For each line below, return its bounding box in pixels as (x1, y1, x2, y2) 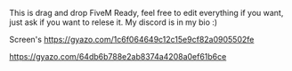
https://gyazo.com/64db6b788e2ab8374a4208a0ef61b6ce (9, 51, 227, 61)
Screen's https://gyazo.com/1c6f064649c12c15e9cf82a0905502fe (9, 35, 255, 44)
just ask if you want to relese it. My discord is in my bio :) (9, 17, 218, 28)
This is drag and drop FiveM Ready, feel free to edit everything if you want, (9, 8, 284, 18)
